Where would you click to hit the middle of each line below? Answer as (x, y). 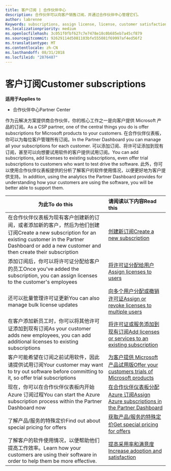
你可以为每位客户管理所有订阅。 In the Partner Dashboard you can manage (83, 140)
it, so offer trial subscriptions (42, 378)
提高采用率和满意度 (131, 444)
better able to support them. (35, 188)
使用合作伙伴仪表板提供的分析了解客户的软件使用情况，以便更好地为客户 (85, 170)
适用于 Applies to (23, 99)
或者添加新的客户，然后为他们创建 (59, 225)
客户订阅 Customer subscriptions (76, 84)
